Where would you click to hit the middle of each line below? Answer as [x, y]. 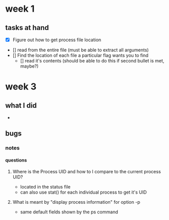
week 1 [20, 9]
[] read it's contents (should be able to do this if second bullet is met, [92, 61]
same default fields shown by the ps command [69, 212]
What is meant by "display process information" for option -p [76, 202]
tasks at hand [27, 28]
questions [16, 160]
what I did [21, 105]
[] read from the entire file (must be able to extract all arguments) [80, 50]
